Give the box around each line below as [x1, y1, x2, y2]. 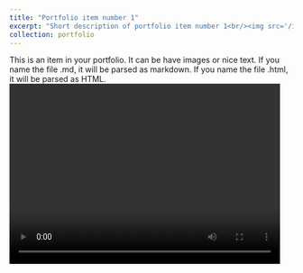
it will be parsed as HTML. [9, 74, 106, 85]
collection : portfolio [9, 30, 95, 39]
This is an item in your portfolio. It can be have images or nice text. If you [9, 55, 280, 66]
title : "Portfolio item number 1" [9, 13, 140, 23]
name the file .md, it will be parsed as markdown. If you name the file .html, [9, 64, 289, 75]
